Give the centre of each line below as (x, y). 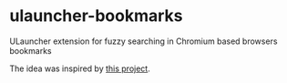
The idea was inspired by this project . (80, 68)
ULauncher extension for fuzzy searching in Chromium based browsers (143, 41)
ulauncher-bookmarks (97, 16)
